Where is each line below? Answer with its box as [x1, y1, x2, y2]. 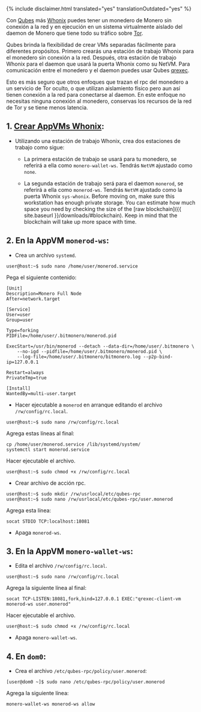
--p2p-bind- [143, 354, 173, 360]
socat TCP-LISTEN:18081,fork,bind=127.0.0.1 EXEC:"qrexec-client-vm [6, 596, 181, 602]
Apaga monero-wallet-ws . [14, 634, 78, 641]
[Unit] [6, 285, 23, 291]
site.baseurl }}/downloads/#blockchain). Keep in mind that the [23, 212, 178, 219]
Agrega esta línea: [6, 506, 52, 514]
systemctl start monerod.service [6, 446, 90, 453]
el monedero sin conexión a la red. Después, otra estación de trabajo [6, 54, 177, 61]
